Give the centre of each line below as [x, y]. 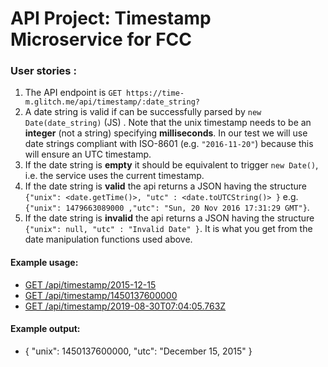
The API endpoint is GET [73, 93]
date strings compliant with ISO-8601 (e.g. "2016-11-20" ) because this [169, 144]
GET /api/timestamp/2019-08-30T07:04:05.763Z [125, 306]
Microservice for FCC [101, 39]
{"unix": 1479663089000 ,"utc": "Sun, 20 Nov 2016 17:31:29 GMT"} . [167, 208]
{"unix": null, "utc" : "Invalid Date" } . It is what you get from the [168, 229]
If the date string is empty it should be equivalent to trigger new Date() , [171, 165]
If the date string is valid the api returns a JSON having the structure [165, 186]
